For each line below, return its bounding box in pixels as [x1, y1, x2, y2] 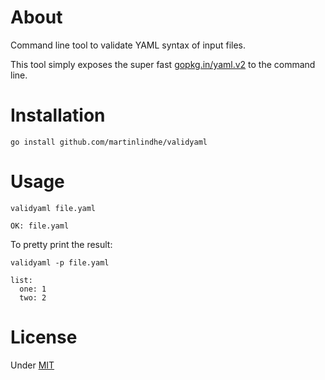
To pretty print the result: [10, 238, 113, 250]
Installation [10, 104, 106, 127]
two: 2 [19, 292, 47, 303]
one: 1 [19, 284, 47, 294]
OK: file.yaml [10, 221, 70, 231]
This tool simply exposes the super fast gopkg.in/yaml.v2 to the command [10, 58, 316, 70]
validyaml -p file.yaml [10, 257, 110, 268]
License [10, 326, 78, 348]
